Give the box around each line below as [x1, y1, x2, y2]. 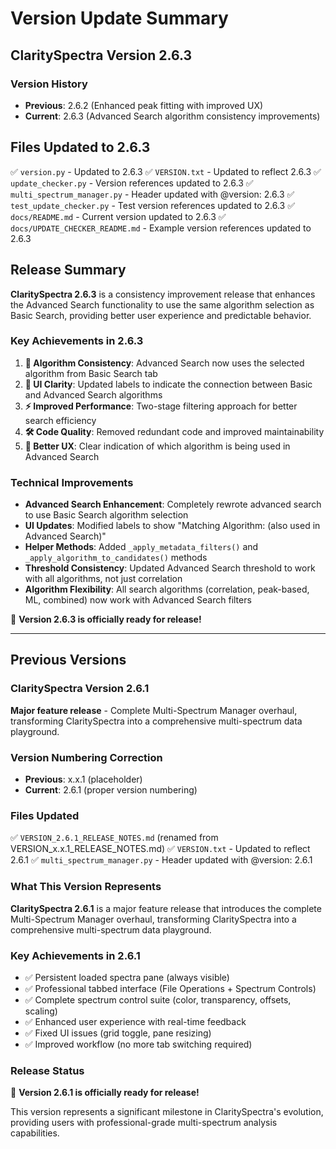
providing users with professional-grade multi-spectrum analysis [10, 1117, 278, 1129]
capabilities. [10, 1127, 60, 1139]
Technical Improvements [10, 475, 134, 489]
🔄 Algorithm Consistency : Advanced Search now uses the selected [24, 357, 305, 369]
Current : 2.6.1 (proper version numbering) [24, 784, 198, 796]
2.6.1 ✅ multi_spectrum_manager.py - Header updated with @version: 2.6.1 [10, 854, 313, 866]
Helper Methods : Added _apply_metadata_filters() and [24, 541, 259, 553]
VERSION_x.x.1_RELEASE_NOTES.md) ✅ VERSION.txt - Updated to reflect [10, 843, 311, 855]
